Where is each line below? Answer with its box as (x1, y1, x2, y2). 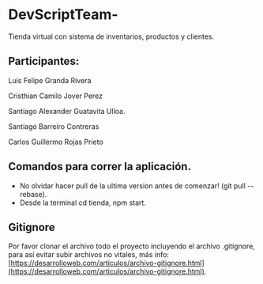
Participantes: (8, 55, 80, 68)
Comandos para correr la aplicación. (8, 160, 192, 173)
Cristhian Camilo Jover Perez (8, 91, 103, 100)
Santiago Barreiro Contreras (8, 121, 100, 131)
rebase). (19, 189, 47, 199)
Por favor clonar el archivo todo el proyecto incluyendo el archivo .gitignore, (8, 241, 255, 251)
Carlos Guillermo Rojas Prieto (8, 137, 104, 146)
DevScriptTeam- (8, 6, 118, 24)
